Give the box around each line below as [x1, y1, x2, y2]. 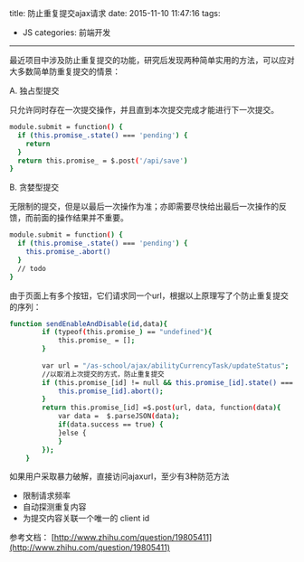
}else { [57, 428, 88, 437]
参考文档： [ [9, 532, 55, 543]
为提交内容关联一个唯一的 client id [22, 513, 150, 524]
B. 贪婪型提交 [9, 182, 60, 192]
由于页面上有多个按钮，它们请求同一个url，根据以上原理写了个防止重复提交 [9, 290, 290, 301]
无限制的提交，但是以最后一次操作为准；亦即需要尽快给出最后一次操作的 [9, 201, 279, 212]
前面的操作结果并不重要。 [33, 212, 128, 223]
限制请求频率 [22, 491, 71, 501]
